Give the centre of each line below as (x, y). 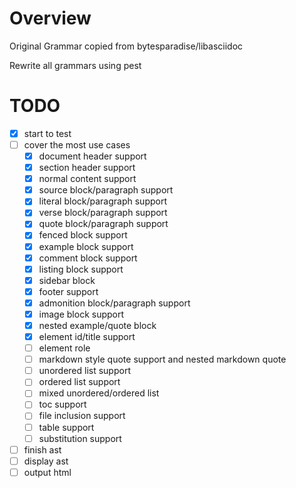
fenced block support (83, 235)
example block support (86, 246)
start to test (47, 133)
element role (64, 348)
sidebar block (67, 280)
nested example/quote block (97, 325)
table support (66, 427)
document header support (92, 156)
